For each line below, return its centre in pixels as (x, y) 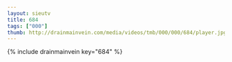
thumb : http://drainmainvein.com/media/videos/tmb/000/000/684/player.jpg (117, 32)
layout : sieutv (29, 13)
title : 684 (23, 20)
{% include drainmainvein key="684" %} (65, 52)
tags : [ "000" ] (28, 26)
